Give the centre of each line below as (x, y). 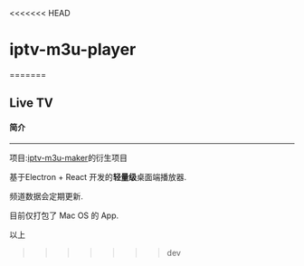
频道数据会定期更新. (47, 196)
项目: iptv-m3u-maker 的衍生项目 (69, 157)
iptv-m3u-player (73, 50)
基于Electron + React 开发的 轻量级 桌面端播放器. (98, 176)
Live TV (31, 103)
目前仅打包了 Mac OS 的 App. (64, 215)
